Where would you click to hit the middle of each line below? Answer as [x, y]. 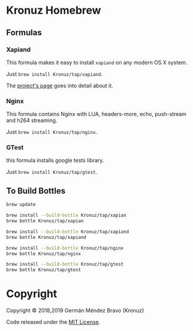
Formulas [24, 33]
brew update [21, 205]
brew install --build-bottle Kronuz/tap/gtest [65, 264]
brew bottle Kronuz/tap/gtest [44, 270]
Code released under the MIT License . [53, 322]
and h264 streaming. [32, 121]
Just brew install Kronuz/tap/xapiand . [55, 74]
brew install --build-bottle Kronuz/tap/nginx [65, 248]
